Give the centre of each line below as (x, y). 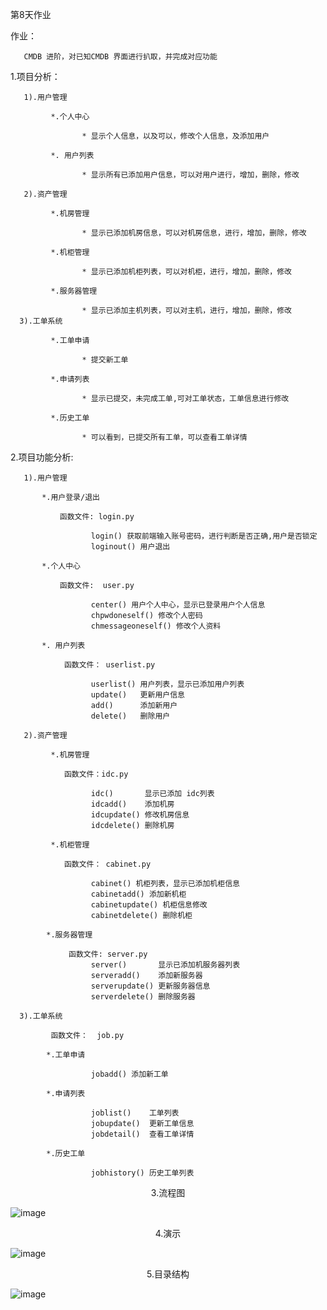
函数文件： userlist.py (109, 665)
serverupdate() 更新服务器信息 (150, 986)
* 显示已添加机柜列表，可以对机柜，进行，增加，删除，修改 (186, 272)
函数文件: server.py (108, 954)
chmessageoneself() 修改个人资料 (156, 626)
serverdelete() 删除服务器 (143, 997)
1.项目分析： (35, 76)
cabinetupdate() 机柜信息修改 (149, 905)
